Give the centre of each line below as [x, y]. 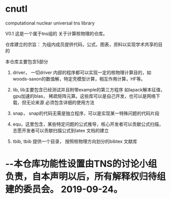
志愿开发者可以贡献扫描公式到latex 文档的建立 [61, 130]
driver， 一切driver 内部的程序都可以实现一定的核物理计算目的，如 [82, 72]
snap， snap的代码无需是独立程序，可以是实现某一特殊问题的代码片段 [86, 113]
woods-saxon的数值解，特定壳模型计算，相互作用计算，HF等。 [79, 79]
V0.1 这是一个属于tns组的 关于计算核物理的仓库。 [56, 33]
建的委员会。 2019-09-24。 [64, 190]
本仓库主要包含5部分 [27, 61]
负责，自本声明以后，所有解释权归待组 [86, 177]
